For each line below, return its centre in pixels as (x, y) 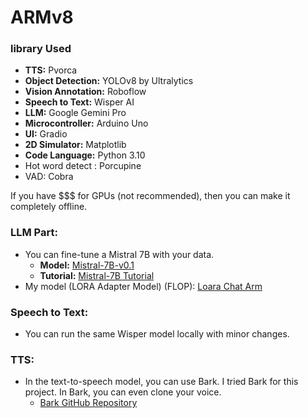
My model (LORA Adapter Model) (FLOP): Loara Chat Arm (143, 286)
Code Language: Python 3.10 (85, 155)
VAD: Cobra (49, 177)
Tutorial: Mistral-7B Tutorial (97, 275)
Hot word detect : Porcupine (83, 166)
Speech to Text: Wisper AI (79, 102)
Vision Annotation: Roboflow (85, 92)
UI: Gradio (46, 134)
